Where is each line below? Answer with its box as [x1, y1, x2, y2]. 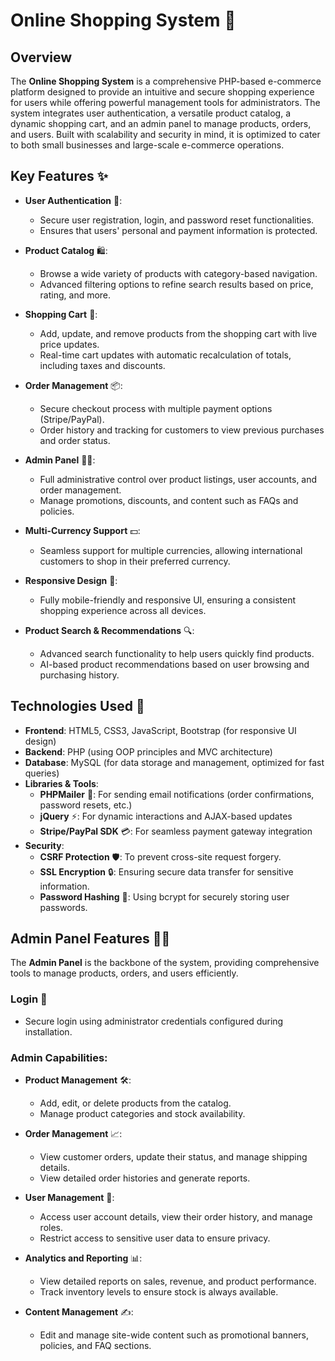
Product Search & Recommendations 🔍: [24, 624, 195, 636]
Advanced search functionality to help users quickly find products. [39, 647, 315, 659]
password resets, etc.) [39, 799, 133, 811]
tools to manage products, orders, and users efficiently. [10, 967, 239, 979]
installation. [24, 1025, 73, 1038]
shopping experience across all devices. [39, 604, 207, 616]
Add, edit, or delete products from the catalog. [39, 1097, 232, 1109]
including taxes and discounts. [39, 359, 166, 371]
